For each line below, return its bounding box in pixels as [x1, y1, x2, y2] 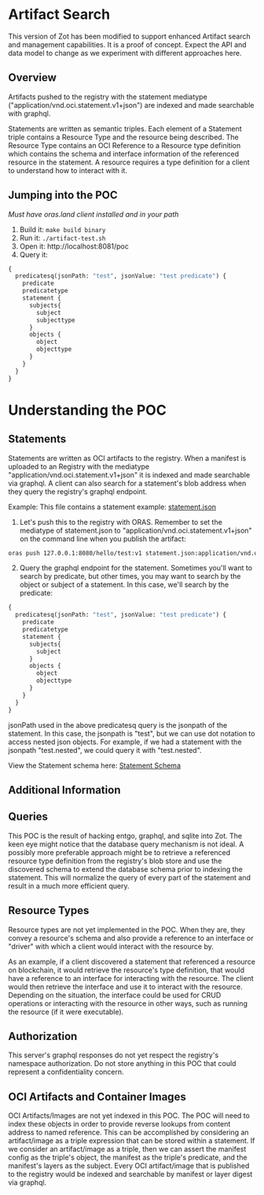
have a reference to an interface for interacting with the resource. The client [8, 973, 254, 983]
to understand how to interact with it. [8, 165, 128, 175]
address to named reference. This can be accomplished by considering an [8, 1127, 249, 1138]
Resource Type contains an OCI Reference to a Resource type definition [8, 140, 241, 150]
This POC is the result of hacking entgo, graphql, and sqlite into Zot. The [8, 831, 242, 840]
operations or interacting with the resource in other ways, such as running [8, 998, 247, 1008]
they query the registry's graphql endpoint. [8, 486, 148, 496]
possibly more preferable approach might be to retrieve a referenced [8, 847, 231, 857]
